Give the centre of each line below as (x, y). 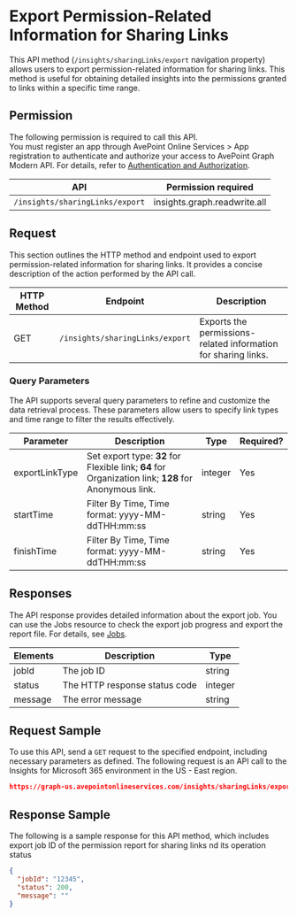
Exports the (223, 321)
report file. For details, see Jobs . (69, 634)
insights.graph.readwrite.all (210, 202)
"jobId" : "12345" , (51, 879)
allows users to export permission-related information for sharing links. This (147, 69)
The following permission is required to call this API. (104, 137)
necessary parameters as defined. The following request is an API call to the (148, 761)
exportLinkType (46, 473)
